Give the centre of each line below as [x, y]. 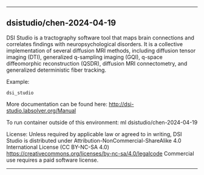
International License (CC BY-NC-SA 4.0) [58, 147]
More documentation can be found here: [57, 104]
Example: [18, 81]
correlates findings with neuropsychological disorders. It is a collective [95, 44]
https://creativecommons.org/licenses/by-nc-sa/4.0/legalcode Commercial [100, 153]
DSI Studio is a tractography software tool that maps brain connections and [100, 38]
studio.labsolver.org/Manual [41, 111]
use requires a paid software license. [53, 160]
